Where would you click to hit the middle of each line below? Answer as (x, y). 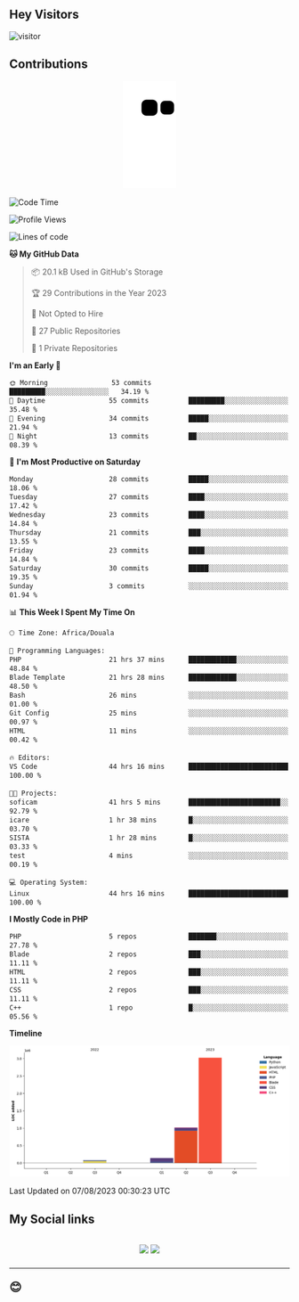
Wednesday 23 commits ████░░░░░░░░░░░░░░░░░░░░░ (149, 515)
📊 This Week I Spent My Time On (72, 612)
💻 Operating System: (49, 882)
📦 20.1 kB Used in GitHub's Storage (97, 272)
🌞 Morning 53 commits (81, 382)
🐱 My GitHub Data (44, 254)
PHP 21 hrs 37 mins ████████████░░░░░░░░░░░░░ (149, 659)
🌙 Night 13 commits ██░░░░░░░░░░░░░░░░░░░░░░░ (149, 436)
